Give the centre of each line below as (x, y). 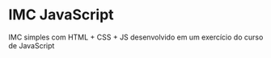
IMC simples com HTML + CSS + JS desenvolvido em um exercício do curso (136, 37)
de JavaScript (32, 45)
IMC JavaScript (61, 15)
